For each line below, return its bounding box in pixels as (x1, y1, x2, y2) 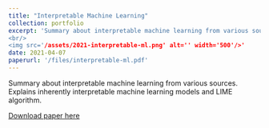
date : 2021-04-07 (8, 49, 66, 57)
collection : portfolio (8, 19, 84, 27)
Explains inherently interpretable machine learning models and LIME (8, 86, 233, 96)
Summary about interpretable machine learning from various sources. (8, 78, 239, 88)
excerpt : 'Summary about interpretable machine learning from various (8, 26, 249, 34)
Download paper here (8, 110, 80, 120)
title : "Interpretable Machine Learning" (8, 11, 149, 20)
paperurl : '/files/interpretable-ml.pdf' (8, 57, 149, 65)
